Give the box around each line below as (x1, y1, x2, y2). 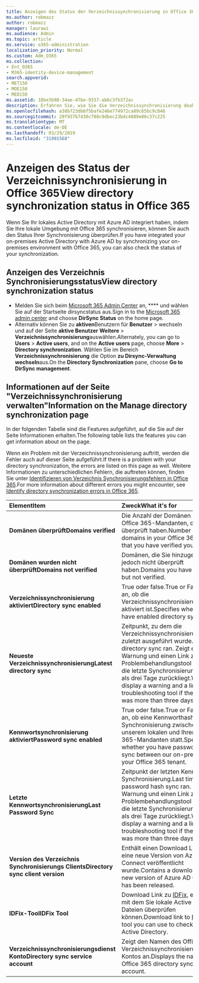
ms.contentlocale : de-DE (6, 125, 68, 131)
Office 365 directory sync (121, 960, 194, 968)
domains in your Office (121, 534, 185, 542)
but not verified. (121, 573, 166, 582)
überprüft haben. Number (121, 527, 191, 535)
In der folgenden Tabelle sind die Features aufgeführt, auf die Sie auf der (6, 426, 184, 433)
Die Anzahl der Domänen (121, 512, 191, 520)
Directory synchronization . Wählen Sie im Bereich (14, 345, 139, 353)
